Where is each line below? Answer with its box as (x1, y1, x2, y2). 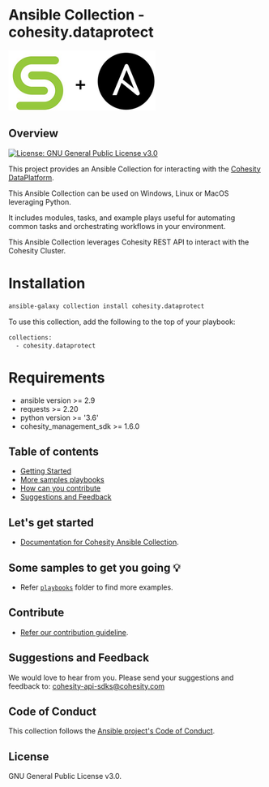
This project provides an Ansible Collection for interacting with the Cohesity (8, 164, 261, 174)
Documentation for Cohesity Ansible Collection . (19, 538, 180, 547)
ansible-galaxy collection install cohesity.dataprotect (8, 302, 205, 310)
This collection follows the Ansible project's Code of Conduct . (8, 726, 216, 736)
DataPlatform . (8, 172, 54, 182)
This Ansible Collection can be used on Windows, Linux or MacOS (8, 188, 229, 198)
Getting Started (19, 466, 71, 476)
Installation (8, 274, 86, 292)
